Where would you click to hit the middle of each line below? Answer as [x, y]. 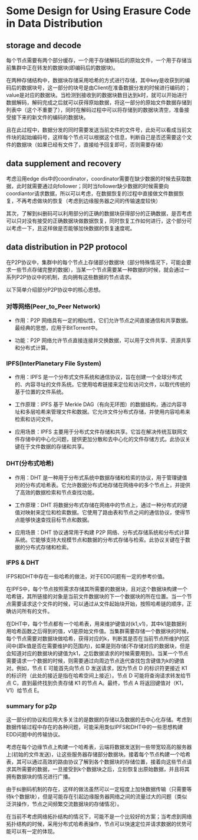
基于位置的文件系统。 [40, 392]
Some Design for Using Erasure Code [99, 11]
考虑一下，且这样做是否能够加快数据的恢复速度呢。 [73, 228]
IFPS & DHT [23, 562]
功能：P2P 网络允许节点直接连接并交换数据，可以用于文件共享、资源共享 [103, 340]
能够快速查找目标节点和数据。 [56, 520]
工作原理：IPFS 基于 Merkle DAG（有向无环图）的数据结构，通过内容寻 [101, 404]
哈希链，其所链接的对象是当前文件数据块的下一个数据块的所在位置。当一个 [96, 596]
